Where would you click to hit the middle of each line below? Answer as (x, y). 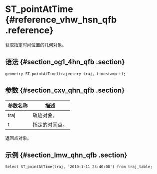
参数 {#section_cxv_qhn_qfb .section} (65, 90)
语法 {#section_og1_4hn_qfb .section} (65, 62)
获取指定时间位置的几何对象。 (36, 45)
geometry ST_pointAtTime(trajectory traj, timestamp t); (66, 74)
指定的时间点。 (50, 125)
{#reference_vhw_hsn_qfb (61, 20)
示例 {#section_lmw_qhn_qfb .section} (66, 155)
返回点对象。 (18, 138)
